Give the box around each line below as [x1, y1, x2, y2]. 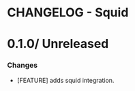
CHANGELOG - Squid [7, 5, 129, 21]
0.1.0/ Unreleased [7, 36, 109, 52]
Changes [7, 60, 38, 70]
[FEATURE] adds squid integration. [16, 76, 115, 84]
